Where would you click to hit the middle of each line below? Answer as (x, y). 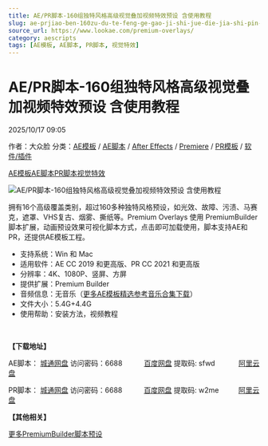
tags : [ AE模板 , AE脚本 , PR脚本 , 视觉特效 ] (74, 45)
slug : (17, 23)
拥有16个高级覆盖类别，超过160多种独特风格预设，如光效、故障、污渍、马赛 (133, 207)
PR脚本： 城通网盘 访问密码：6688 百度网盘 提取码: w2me (114, 390)
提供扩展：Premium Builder (65, 284)
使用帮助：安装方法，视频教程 (69, 314)
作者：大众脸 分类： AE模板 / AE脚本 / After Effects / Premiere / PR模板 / (126, 146)
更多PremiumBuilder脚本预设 (55, 434)
